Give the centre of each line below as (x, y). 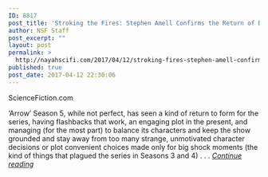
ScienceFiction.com (41, 97)
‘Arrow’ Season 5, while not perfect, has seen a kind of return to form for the (134, 113)
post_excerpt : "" (37, 38)
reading (21, 163)
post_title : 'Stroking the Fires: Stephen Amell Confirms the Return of (132, 23)
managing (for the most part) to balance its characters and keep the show (130, 130)
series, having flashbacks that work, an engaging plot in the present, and (128, 121)
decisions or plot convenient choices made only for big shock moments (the (133, 147)
